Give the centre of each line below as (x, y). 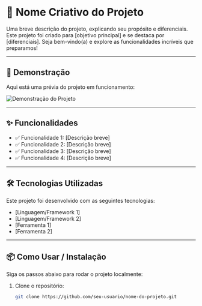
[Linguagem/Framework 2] (48, 219)
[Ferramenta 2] (34, 232)
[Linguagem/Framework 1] (47, 212)
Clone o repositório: (39, 286)
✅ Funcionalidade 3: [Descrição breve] (63, 151)
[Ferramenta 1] (33, 225)
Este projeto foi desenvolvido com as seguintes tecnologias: (81, 201)
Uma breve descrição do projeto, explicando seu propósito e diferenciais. (97, 29)
